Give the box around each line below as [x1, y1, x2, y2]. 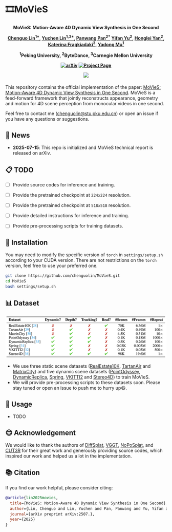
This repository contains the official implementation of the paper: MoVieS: [5, 84, 161, 90]
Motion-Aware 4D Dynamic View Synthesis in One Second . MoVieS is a [5, 90, 156, 96]
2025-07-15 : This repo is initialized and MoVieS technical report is [12, 144, 154, 151]
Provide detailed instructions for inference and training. [12, 213, 130, 219]
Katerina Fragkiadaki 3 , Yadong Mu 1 [48, 41, 124, 48]
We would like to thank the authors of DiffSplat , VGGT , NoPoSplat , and [5, 442, 154, 448]
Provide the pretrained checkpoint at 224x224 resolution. [12, 192, 131, 198]
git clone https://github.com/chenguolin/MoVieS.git [5, 273, 120, 278]
